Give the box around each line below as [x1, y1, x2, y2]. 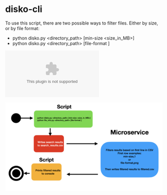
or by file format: [5, 25, 40, 31]
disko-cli [5, 3, 42, 15]
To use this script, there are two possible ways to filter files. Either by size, [5, 20, 158, 26]
